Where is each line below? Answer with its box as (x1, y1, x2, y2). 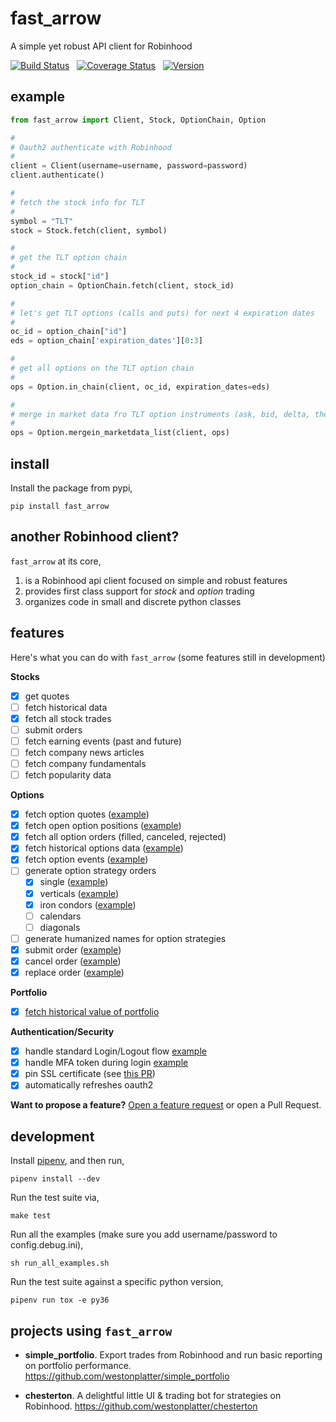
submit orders (24, 723, 83, 736)
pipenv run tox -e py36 (10, 1295, 110, 1306)
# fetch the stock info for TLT (10, 197, 145, 207)
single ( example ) (39, 876, 109, 888)
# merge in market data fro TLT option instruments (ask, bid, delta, (10, 409, 311, 419)
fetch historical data (24, 701, 108, 713)
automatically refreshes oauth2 (24, 1079, 154, 1091)
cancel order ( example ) (24, 955, 122, 967)
